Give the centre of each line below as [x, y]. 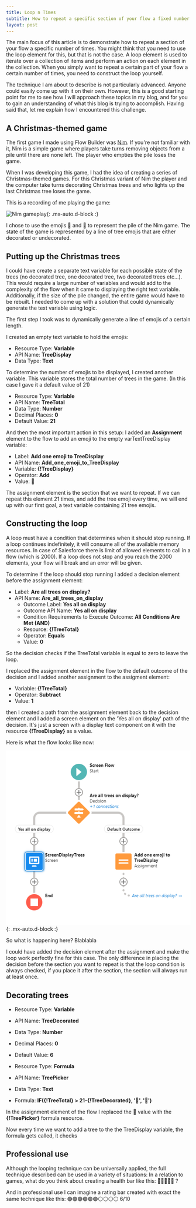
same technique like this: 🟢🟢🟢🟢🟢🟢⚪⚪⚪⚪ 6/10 [68, 1199]
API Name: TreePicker [42, 1078]
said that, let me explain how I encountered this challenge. [76, 110]
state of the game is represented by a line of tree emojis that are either [91, 231]
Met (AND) [37, 623]
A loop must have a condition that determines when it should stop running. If [98, 538]
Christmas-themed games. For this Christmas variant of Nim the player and [97, 179]
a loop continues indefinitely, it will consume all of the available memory [93, 544]
